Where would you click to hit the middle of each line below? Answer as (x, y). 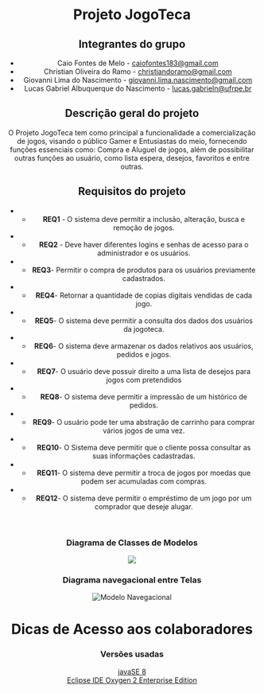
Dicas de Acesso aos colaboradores (132, 629)
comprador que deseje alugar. (144, 506)
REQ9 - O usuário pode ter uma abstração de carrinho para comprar (144, 422)
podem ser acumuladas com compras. (144, 481)
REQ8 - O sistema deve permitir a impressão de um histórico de (144, 396)
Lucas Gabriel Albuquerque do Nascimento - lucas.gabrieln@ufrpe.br (138, 88)
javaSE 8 (132, 672)
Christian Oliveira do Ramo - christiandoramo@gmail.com (138, 72)
